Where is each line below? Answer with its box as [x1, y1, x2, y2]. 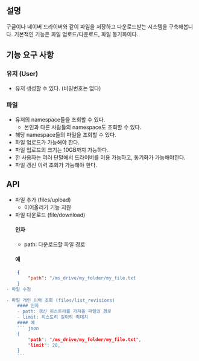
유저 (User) [6, 70, 38, 78]
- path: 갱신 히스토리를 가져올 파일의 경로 [17, 308, 112, 314]
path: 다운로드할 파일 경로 [24, 241, 86, 248]
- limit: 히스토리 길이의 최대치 [17, 314, 89, 320]
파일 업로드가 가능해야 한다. [14, 138, 80, 146]
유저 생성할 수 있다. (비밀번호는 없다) [14, 84, 101, 92]
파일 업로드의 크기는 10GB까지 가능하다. [14, 146, 109, 153]
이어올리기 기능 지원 [24, 203, 71, 210]
